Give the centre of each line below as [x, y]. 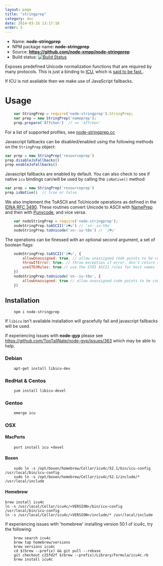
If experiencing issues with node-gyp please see [54, 335]
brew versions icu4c [34, 547]
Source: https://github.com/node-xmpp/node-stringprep [71, 52]
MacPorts [15, 437]
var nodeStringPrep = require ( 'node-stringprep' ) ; [66, 221]
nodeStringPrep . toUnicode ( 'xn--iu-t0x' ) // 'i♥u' [65, 230]
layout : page [18, 9]
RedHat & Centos [25, 380]
